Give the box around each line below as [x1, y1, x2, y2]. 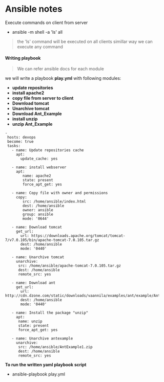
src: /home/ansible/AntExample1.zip [18, 345, 93, 350]
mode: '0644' [22, 216, 49, 221]
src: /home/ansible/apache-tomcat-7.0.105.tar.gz [18, 263, 121, 269]
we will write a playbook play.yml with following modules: [5, 75, 121, 81]
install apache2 [12, 90, 44, 96]
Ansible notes [5, 3, 62, 15]
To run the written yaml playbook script [5, 362, 87, 368]
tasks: [7, 143, 21, 149]
